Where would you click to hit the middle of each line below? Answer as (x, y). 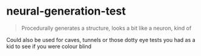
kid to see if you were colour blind (49, 46)
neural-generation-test (66, 11)
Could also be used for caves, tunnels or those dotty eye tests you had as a (101, 40)
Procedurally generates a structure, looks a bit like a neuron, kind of (106, 28)
